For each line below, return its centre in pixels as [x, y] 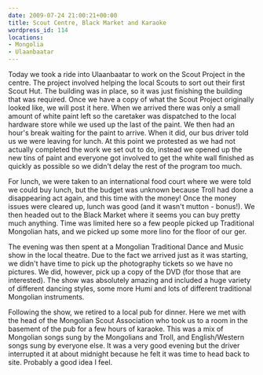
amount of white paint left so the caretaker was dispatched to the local [122, 116]
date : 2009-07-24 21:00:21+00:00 [63, 15]
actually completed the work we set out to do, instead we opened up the [125, 149]
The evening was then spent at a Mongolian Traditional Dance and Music [126, 247]
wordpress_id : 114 [38, 30]
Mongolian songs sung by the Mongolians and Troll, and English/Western [126, 337]
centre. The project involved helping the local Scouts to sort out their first [127, 83]
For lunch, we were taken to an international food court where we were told [130, 181]
